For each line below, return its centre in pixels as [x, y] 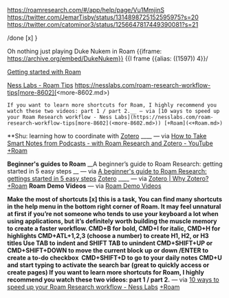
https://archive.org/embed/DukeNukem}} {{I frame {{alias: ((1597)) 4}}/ [108, 58]
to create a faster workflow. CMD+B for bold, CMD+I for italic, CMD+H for [114, 228]
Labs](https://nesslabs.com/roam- [164, 117]
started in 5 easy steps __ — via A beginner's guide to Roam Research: [107, 171]
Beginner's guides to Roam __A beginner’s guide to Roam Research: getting [115, 164]
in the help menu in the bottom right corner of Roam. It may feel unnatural [114, 206]
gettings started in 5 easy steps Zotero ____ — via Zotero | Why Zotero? [108, 179]
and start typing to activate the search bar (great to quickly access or [108, 265]
